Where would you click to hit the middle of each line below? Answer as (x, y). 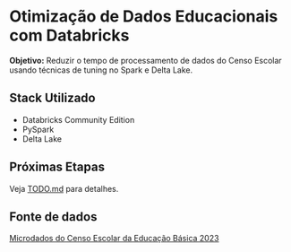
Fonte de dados (53, 217)
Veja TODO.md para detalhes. (64, 188)
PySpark (38, 129)
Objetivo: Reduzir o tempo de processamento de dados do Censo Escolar (145, 60)
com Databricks (69, 35)
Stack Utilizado (52, 98)
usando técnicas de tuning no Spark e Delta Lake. (101, 70)
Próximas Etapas (57, 167)
